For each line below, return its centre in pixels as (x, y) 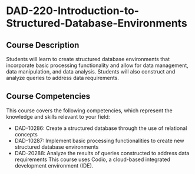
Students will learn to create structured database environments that (88, 59)
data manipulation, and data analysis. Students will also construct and (91, 71)
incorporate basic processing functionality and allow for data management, (97, 65)
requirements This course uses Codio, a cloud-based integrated (92, 159)
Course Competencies (48, 96)
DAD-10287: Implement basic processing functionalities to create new (99, 140)
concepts (26, 134)
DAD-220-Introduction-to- (73, 11)
